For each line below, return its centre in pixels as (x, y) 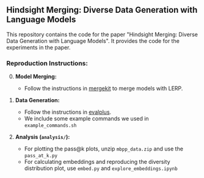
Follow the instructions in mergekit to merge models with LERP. (104, 89)
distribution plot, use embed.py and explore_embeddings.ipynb (101, 168)
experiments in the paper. (38, 47)
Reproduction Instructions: (47, 63)
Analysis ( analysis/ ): (42, 137)
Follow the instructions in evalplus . (68, 112)
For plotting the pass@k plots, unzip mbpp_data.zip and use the (104, 149)
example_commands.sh (50, 126)
